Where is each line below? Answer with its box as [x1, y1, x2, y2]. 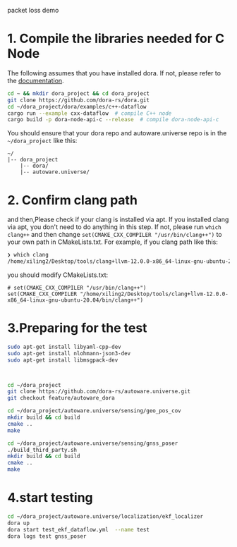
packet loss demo [7, 6, 59, 14]
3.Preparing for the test [7, 320, 147, 336]
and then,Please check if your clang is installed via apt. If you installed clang [7, 215, 229, 224]
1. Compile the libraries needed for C [7, 31, 224, 47]
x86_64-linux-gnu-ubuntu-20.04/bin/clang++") [7, 297, 143, 304]
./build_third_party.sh [7, 446, 78, 453]
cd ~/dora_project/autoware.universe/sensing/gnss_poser [7, 440, 178, 447]
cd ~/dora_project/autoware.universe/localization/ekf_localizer [7, 513, 203, 520]
